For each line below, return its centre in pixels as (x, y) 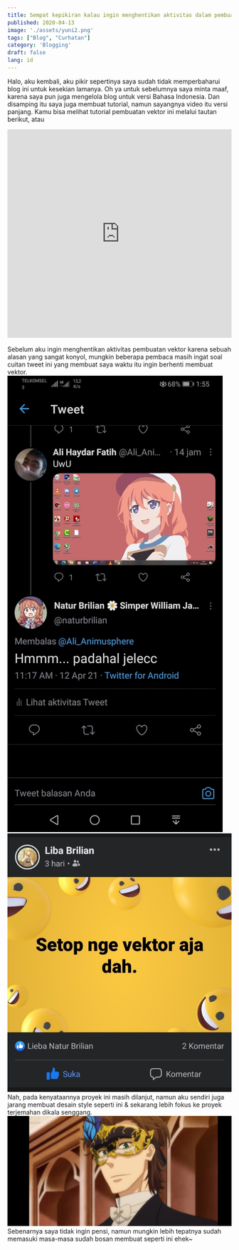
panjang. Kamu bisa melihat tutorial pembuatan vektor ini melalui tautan (112, 111)
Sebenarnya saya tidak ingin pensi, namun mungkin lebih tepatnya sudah (115, 1231)
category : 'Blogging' (39, 45)
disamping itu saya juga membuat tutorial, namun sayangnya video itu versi (118, 104)
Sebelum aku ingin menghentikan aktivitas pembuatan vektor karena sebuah (119, 349)
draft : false (27, 53)
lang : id (20, 61)
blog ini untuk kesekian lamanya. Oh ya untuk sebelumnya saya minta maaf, (118, 88)
